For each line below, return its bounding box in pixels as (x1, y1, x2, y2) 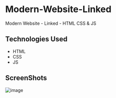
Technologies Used (5, 35, 67, 43)
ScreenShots (5, 74, 47, 82)
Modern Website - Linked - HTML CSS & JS (5, 20, 96, 26)
